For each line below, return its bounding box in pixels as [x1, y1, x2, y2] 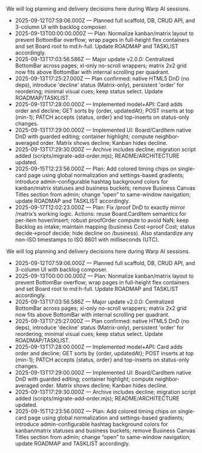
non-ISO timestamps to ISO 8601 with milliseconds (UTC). [15, 236, 160, 243]
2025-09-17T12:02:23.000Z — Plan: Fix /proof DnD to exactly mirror [15, 204, 186, 211]
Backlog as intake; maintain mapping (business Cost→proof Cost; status [15, 223, 195, 230]
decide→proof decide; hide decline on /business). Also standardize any [15, 230, 194, 237]
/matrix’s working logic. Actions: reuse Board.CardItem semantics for [15, 210, 186, 217]
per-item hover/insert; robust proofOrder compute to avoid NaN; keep [15, 216, 189, 224]
